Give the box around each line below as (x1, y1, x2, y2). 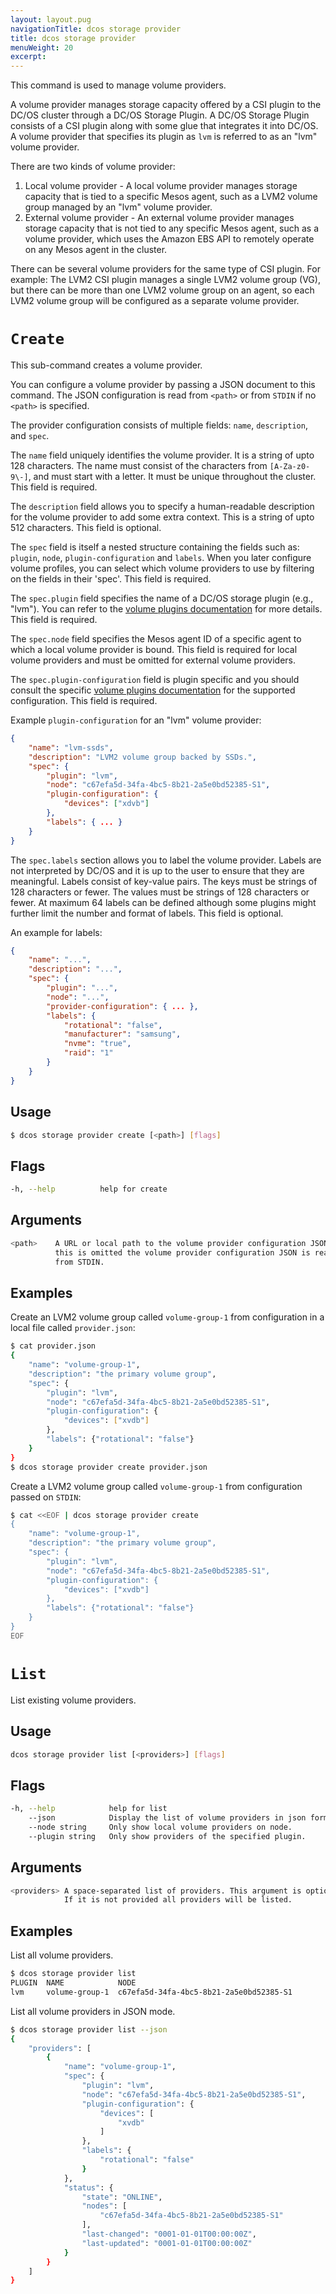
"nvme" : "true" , (63, 1039, 132, 1049)
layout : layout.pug (10, 14, 92, 25)
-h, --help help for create (10, 1184, 168, 1195)
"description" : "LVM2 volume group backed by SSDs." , (28, 752, 257, 762)
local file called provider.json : (10, 1322, 136, 1334)
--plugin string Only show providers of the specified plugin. (28, 1831, 307, 1841)
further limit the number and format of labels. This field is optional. (10, 907, 284, 919)
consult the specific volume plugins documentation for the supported (10, 684, 296, 696)
